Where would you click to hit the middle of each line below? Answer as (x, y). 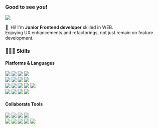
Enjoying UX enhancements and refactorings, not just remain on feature (79, 33)
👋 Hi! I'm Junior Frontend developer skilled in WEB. (59, 27)
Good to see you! (26, 7)
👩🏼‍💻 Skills (18, 51)
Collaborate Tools (24, 104)
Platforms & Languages (30, 63)
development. (19, 38)
